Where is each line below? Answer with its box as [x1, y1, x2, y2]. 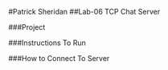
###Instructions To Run [8, 38, 86, 47]
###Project [8, 23, 46, 31]
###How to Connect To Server [8, 54, 110, 63]
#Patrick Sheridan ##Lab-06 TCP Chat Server [8, 7, 161, 16]
